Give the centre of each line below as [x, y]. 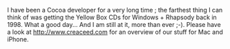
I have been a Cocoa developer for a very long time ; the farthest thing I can [115, 10]
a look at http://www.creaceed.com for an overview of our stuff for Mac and [115, 32]
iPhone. [18, 39]
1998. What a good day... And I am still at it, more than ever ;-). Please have [114, 24]
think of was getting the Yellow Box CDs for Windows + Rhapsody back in [112, 17]
